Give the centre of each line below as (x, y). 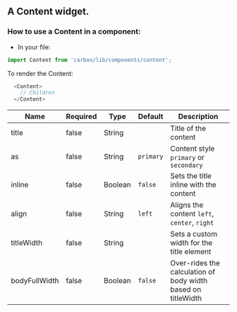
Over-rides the (195, 263)
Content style (193, 149)
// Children (37, 93)
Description (198, 117)
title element (191, 251)
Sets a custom (194, 234)
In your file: (34, 47)
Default (151, 117)
